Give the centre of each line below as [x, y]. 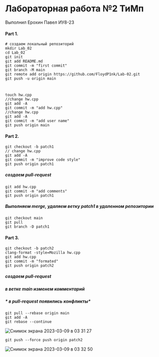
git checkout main [24, 218]
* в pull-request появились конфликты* [48, 301]
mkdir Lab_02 [19, 48]
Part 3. [12, 238]
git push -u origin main [31, 79]
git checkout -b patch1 [30, 147]
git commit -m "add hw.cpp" [34, 108]
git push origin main [27, 125]
